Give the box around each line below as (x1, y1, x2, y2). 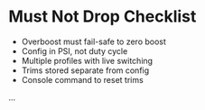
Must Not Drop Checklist (8, 6, 197, 27)
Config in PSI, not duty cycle (21, 45, 128, 56)
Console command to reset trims (21, 74, 144, 85)
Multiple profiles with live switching (21, 55, 154, 66)
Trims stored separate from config (21, 65, 150, 76)
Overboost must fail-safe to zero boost (21, 36, 166, 47)
